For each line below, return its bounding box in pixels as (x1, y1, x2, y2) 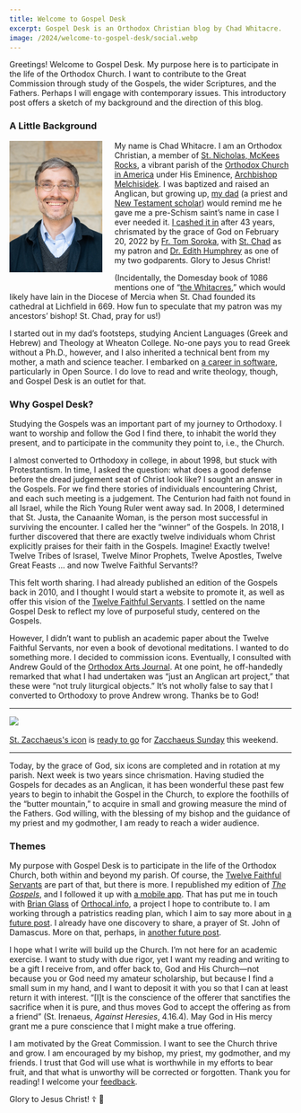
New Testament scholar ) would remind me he (114, 198, 282, 208)
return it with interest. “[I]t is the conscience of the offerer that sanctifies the (9, 993, 291, 1003)
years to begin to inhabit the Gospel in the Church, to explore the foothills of (9, 789, 289, 799)
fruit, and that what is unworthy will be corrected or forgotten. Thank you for (9, 1067, 291, 1078)
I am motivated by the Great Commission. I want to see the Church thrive (9, 1038, 278, 1049)
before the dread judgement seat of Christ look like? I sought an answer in (9, 473, 283, 484)
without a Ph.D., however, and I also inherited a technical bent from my (9, 347, 271, 358)
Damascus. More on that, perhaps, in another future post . (9, 927, 222, 938)
